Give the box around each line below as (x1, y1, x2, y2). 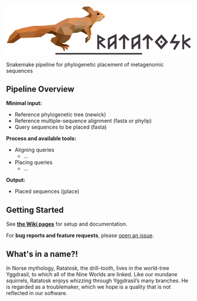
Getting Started (6, 205, 64, 215)
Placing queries (14, 159, 53, 166)
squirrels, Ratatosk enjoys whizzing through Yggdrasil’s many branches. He (6, 277, 189, 284)
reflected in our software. (6, 289, 68, 296)
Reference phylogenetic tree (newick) (14, 111, 106, 118)
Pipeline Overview (6, 84, 75, 94)
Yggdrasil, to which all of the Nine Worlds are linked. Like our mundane (6, 270, 178, 277)
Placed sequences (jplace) (14, 188, 79, 195)
